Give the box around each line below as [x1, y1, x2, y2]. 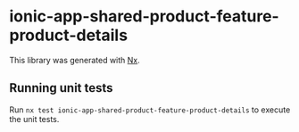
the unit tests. [9, 113, 60, 124]
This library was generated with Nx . [9, 54, 140, 65]
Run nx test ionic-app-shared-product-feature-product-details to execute [9, 104, 291, 115]
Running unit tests [9, 80, 113, 95]
